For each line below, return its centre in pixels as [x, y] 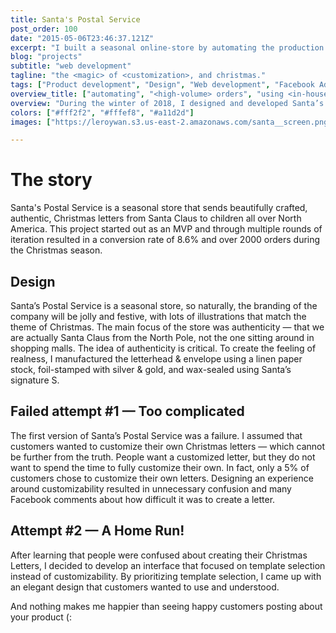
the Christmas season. [56, 250]
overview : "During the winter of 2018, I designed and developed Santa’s [167, 103]
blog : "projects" [46, 57]
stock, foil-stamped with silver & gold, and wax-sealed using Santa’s [151, 369]
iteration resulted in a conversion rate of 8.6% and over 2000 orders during [165, 240]
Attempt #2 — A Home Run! [97, 531]
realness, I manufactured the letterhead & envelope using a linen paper [156, 359]
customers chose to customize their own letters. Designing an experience [162, 478]
